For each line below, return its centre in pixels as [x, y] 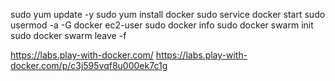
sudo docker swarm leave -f [68, 35]
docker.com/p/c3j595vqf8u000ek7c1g [89, 65]
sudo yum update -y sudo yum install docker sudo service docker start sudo [168, 14]
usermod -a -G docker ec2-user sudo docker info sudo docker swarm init [162, 25]
